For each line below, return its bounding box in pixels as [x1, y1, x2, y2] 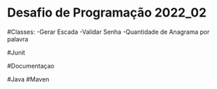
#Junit [7, 48, 25, 57]
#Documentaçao [7, 61, 55, 70]
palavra [7, 34, 29, 43]
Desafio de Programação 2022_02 [7, 5, 207, 21]
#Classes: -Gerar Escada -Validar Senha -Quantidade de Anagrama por [7, 28, 210, 36]
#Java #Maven [7, 75, 50, 83]
